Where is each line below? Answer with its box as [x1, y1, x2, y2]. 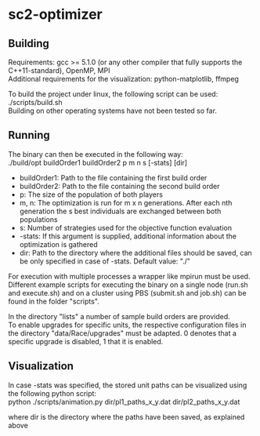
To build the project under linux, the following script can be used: [8, 89, 218, 99]
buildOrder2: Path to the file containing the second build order [19, 181, 220, 191]
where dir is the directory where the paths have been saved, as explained [8, 412, 245, 421]
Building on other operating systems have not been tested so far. [8, 106, 218, 115]
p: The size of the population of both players [19, 190, 163, 199]
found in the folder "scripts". [8, 296, 99, 306]
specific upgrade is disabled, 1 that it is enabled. [8, 336, 164, 346]
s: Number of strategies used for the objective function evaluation [19, 223, 233, 232]
